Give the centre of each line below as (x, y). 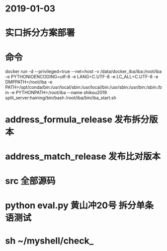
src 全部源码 (30, 181)
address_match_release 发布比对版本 (83, 156)
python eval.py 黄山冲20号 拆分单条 (80, 206)
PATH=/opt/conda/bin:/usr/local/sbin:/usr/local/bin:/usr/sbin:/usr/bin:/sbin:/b (83, 87)
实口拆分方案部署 (40, 33)
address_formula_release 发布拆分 (77, 119)
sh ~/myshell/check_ (49, 241)
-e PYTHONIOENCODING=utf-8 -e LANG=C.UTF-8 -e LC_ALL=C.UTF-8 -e (82, 77)
